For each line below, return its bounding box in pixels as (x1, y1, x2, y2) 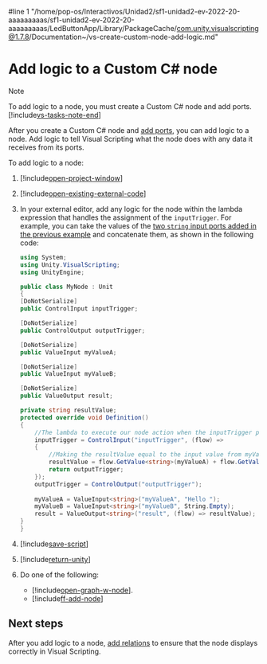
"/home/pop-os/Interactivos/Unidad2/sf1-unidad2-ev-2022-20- (30, 7, 241, 16)
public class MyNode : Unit (19, 283, 113, 291)
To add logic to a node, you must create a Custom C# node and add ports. (8, 101, 253, 111)
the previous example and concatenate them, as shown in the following (19, 229, 254, 239)
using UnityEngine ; (19, 268, 85, 276)
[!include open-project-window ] (19, 173, 124, 182)
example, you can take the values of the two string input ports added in (19, 221, 257, 230)
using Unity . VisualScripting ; (19, 260, 121, 269)
